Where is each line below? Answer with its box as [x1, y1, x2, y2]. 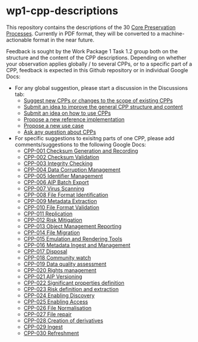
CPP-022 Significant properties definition [23, 279, 124, 286]
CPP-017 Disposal [23, 247, 68, 255]
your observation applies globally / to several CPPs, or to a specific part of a [6, 60, 193, 67]
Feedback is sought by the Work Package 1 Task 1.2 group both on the [6, 47, 178, 54]
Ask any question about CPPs [23, 128, 97, 135]
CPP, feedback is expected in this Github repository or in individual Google [6, 66, 189, 73]
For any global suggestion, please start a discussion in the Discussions [14, 84, 188, 91]
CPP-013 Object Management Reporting [23, 222, 122, 230]
